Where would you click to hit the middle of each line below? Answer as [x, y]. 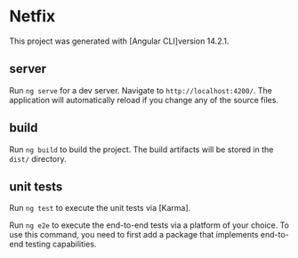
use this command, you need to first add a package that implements [134, 235]
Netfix [32, 16]
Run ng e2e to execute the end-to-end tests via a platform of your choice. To [149, 225]
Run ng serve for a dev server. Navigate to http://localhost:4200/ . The [141, 90]
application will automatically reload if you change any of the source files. [144, 100]
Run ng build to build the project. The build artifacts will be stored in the [141, 149]
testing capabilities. [61, 244]
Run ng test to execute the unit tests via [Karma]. [100, 208]
